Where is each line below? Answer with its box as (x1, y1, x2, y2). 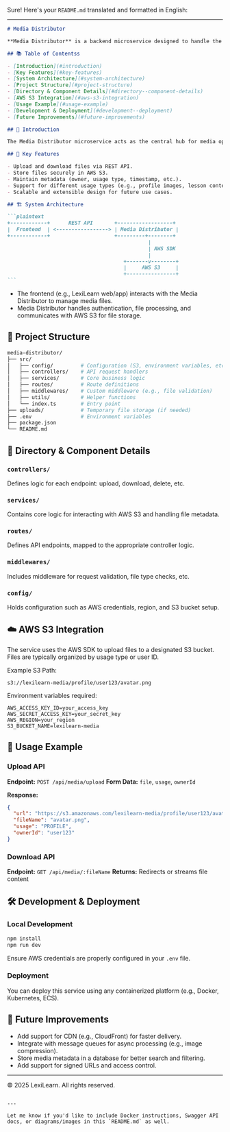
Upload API (7, 762, 46, 771)
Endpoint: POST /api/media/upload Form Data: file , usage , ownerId (7, 778, 196, 786)
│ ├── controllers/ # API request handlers (7, 368, 149, 376)
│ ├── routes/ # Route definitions (7, 381, 139, 388)
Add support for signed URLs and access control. (16, 1061, 157, 1069)
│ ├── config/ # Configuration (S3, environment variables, (7, 362, 213, 369)
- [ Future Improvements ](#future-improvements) (7, 113, 146, 121)
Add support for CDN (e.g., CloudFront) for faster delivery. (16, 1032, 182, 1040)
